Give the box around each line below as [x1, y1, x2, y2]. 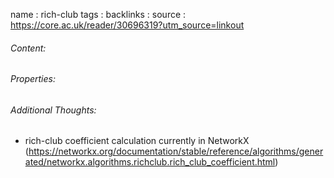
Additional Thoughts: [10, 104, 97, 116]
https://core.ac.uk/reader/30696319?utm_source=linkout [10, 19, 245, 31]
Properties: [10, 73, 56, 85]
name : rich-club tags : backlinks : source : [10, 9, 187, 20]
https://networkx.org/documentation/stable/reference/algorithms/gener [28, 145, 324, 158]
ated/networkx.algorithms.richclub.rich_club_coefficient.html [24, 156, 276, 168]
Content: [10, 42, 47, 54]
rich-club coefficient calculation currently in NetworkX [24, 135, 250, 147]
